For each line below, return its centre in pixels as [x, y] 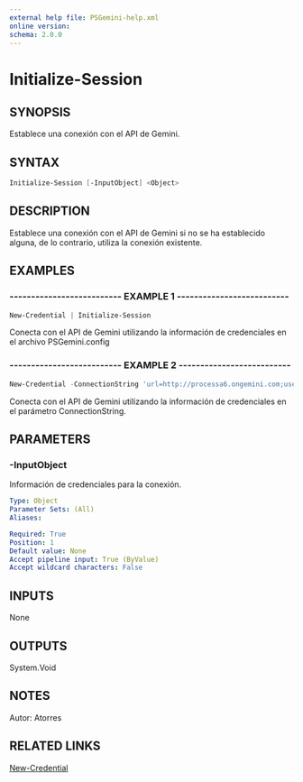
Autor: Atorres [36, 717]
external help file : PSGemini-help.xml [84, 18]
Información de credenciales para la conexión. [96, 484]
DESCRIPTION [50, 212]
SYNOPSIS [40, 112]
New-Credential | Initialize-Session [80, 315]
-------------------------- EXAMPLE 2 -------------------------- [150, 365]
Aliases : [26, 518]
